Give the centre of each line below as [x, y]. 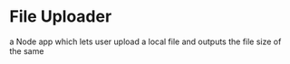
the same [27, 50]
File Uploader [61, 17]
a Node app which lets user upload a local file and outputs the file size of [145, 41]
